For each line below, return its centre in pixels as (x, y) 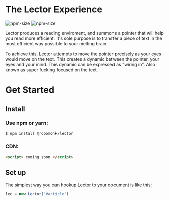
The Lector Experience (54, 9)
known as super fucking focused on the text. (52, 70)
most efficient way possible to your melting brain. (57, 43)
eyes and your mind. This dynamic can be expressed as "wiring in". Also (80, 64)
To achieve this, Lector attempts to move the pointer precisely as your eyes (83, 54)
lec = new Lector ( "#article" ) (37, 194)
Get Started (30, 90)
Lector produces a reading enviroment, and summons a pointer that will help (84, 33)
